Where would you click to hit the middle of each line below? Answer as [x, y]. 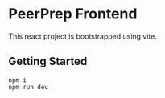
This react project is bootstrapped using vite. [83, 36]
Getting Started [48, 61]
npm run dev [28, 87]
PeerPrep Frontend [73, 14]
